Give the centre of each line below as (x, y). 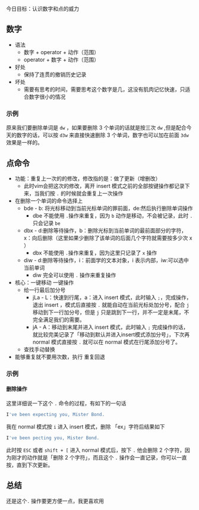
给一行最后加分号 (45, 289)
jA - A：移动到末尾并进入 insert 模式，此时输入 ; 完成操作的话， (110, 327)
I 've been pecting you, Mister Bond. (53, 438)
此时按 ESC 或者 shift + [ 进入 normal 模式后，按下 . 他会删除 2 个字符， (96, 450)
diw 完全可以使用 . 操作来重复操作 (74, 275)
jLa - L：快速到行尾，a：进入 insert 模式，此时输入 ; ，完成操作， (112, 297)
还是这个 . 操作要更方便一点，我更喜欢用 (55, 500)
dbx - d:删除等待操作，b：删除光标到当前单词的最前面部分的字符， (105, 230)
